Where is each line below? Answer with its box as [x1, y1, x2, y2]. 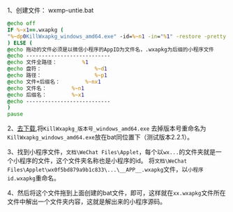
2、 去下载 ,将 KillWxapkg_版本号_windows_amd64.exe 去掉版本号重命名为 [7, 124, 206, 132]
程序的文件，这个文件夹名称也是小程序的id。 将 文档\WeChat [19, 156, 187, 165]
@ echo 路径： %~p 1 [7, 72, 107, 79]
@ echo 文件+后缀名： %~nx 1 [7, 78, 101, 85]
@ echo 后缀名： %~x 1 [7, 91, 85, 98]
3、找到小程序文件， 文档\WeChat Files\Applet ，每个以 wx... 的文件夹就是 [7, 148, 216, 156]
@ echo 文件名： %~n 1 [7, 84, 85, 92]
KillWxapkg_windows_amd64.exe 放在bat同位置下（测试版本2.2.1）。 [7, 133, 194, 142]
